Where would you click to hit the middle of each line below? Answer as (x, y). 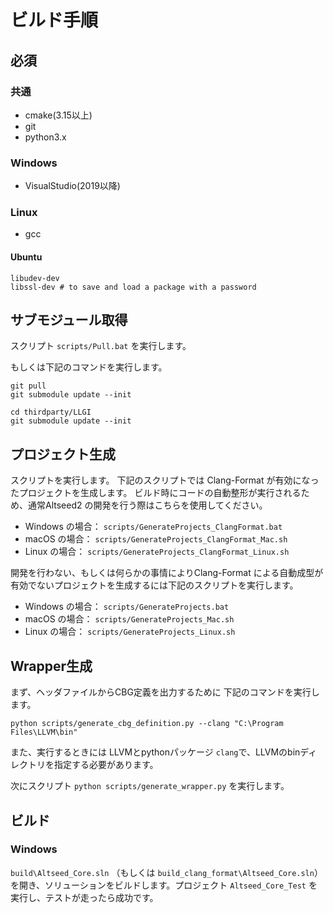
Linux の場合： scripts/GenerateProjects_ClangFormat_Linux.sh (157, 552)
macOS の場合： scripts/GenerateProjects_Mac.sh (129, 619)
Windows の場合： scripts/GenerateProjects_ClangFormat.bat (153, 527)
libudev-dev (35, 278)
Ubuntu (26, 257)
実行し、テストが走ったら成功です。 (84, 897)
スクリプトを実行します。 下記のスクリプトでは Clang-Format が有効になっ (165, 480)
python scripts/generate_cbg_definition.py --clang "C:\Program (147, 724)
